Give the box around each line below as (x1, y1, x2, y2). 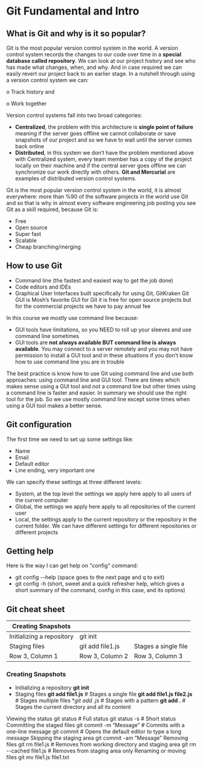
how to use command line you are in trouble (14, 358, 125, 365)
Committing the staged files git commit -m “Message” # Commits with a (6, 721, 185, 728)
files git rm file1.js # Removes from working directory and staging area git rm (6, 740, 196, 748)
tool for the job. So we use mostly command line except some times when (6, 395, 190, 403)
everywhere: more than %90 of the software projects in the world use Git (6, 193, 188, 200)
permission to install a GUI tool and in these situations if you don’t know (14, 351, 193, 359)
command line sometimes (14, 332, 80, 339)
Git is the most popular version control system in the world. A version (6, 44, 178, 51)
